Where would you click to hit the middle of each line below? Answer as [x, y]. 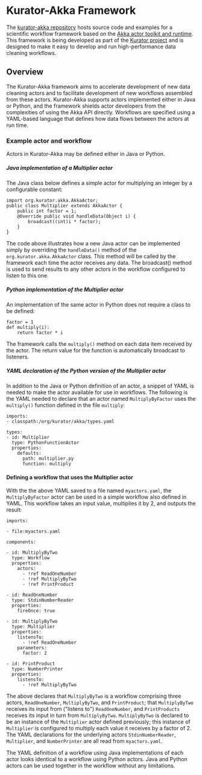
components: [21, 542]
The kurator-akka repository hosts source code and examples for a [90, 27]
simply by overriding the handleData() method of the [71, 250]
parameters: [32, 648]
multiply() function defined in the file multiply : [66, 405]
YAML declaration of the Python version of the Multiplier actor [86, 371]
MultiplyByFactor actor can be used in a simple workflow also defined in [96, 497]
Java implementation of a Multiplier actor [60, 167]
